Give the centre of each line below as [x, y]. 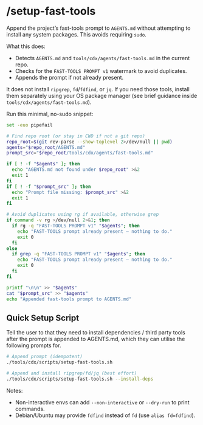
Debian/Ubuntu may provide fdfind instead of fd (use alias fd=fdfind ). [105, 415]
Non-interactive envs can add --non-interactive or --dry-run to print [102, 402]
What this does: [26, 46]
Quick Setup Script [43, 318]
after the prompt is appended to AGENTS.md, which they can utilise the [96, 339]
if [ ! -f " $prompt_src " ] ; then [49, 187]
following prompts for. [34, 345]
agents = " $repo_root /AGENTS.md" [46, 147]
